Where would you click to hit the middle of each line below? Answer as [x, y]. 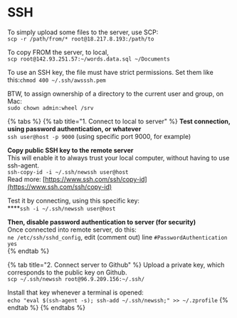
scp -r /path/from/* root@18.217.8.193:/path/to [81, 39]
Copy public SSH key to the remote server [70, 150]
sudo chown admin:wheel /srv [51, 108]
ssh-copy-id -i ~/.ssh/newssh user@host [68, 172]
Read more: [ [26, 179]
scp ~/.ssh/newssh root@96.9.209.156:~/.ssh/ [76, 279]
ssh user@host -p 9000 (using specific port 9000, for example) [99, 136]
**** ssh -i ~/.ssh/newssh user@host [62, 208]
